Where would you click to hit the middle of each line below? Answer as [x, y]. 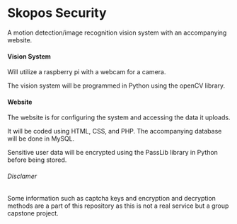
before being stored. [37, 160]
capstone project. [33, 213]
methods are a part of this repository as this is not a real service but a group [118, 206]
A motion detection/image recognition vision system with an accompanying [117, 33]
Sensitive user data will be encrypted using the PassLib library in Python [112, 153]
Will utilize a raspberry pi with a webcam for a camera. [87, 72]
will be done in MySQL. [41, 138]
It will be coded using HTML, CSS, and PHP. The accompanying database [115, 131]
